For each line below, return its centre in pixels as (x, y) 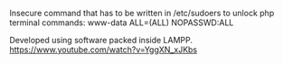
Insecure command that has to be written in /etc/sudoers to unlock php (142, 13)
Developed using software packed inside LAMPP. (101, 40)
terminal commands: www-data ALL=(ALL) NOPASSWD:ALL (122, 23)
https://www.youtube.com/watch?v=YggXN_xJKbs (104, 50)
